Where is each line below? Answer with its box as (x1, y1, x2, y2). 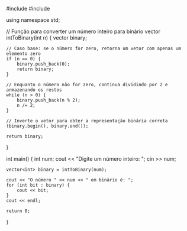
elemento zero (6, 51, 41, 57)
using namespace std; (6, 17, 60, 23)
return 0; (6, 208, 31, 214)
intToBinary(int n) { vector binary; (6, 34, 88, 41)
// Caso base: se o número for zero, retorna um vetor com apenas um (6, 45, 182, 51)
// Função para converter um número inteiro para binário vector (6, 28, 161, 35)
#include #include (6, 5, 50, 12)
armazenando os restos (6, 87, 62, 93)
